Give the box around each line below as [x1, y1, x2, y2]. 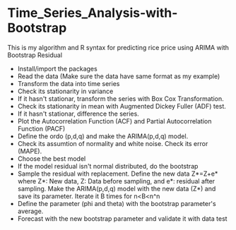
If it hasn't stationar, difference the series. [17, 109, 139, 118]
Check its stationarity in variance [17, 87, 114, 95]
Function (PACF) [17, 124, 66, 133]
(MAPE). [17, 147, 42, 155]
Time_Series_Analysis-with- [7, 5, 178, 21]
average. [17, 207, 44, 215]
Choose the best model [17, 154, 86, 163]
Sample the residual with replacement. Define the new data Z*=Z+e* [17, 169, 218, 178]
